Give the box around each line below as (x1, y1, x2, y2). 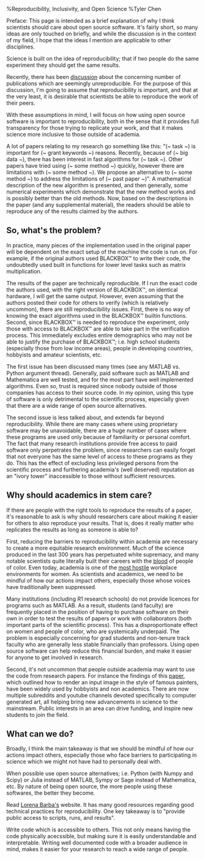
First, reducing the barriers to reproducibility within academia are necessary (6, 538, 198, 545)
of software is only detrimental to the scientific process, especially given (6, 395, 190, 403)
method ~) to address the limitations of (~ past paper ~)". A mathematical (6, 175, 192, 182)
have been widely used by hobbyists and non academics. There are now (6, 685, 189, 692)
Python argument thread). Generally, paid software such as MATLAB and (6, 369, 190, 377)
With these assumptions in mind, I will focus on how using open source (6, 111, 185, 118)
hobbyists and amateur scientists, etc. (6, 351, 102, 358)
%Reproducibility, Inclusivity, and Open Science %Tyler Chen (6, 6, 162, 12)
